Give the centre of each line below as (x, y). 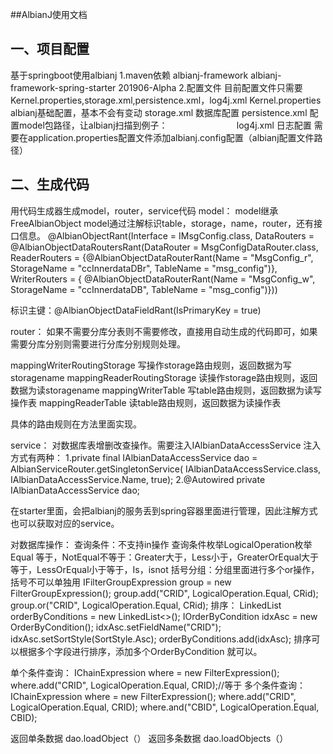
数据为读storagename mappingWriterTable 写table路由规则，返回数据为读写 (166, 390)
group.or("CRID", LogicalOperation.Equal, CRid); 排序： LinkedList (146, 605)
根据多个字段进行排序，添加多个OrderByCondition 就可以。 (140, 651)
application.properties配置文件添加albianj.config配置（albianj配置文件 (171, 137)
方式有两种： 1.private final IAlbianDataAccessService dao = (134, 457)
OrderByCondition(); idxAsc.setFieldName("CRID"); (116, 627)
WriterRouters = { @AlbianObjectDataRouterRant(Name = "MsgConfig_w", (163, 279)
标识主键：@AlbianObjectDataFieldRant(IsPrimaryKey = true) (136, 310)
